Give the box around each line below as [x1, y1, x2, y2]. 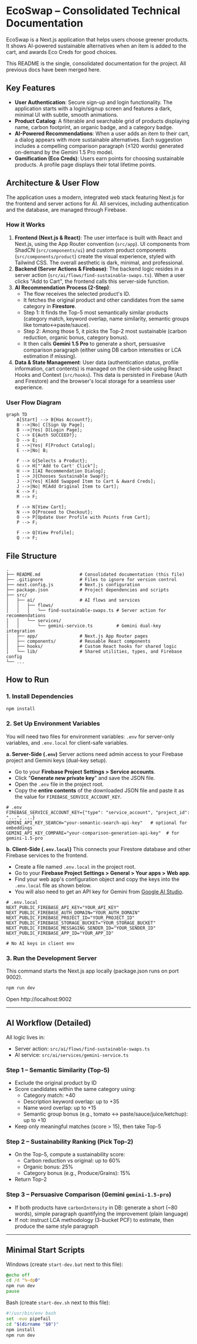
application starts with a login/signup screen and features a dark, [14, 104, 172, 112]
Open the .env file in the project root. [14, 781, 104, 788]
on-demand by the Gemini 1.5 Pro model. [14, 148, 114, 156]
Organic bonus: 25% [23, 1163, 73, 1170]
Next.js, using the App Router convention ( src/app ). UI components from [14, 240, 190, 247]
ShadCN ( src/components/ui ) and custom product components [14, 246, 167, 254]
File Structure [6, 551, 57, 561]
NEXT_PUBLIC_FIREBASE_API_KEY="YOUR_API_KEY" [6, 904, 119, 910]
